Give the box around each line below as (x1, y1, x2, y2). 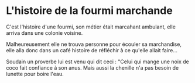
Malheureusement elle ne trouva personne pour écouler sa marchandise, (6, 41, 182, 48)
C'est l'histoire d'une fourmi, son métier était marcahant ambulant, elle (6, 23, 176, 30)
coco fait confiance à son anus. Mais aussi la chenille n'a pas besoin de (6, 64, 179, 71)
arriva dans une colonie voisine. (6, 29, 83, 36)
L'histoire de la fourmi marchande (6, 4, 173, 17)
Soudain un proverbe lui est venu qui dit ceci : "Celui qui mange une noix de (6, 58, 189, 65)
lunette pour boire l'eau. (6, 70, 64, 77)
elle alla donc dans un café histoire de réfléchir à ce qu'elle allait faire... (6, 46, 177, 53)
